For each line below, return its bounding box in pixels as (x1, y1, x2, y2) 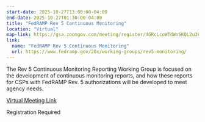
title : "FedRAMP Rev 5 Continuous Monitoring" (6, 20, 127, 26)
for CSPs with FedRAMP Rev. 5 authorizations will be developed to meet (6, 78, 187, 85)
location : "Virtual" (6, 26, 59, 32)
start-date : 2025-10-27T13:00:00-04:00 (6, 9, 108, 15)
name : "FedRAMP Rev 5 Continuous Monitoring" (12, 43, 130, 49)
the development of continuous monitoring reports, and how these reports (6, 71, 193, 79)
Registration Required (6, 108, 61, 116)
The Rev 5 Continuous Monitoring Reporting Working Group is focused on (6, 65, 192, 73)
